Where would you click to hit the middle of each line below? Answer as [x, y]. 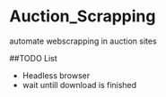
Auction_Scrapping [83, 16]
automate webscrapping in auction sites [83, 41]
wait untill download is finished [79, 85]
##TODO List [34, 58]
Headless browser [56, 75]
